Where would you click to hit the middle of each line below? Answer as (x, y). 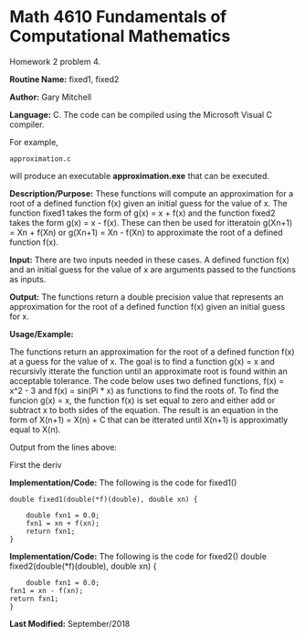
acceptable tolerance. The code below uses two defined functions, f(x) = (147, 380)
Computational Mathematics (120, 36)
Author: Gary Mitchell (51, 97)
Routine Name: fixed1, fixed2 (64, 79)
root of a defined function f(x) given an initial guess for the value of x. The (148, 203)
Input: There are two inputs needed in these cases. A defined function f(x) (150, 260)
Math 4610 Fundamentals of (118, 17)
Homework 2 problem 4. (55, 61)
